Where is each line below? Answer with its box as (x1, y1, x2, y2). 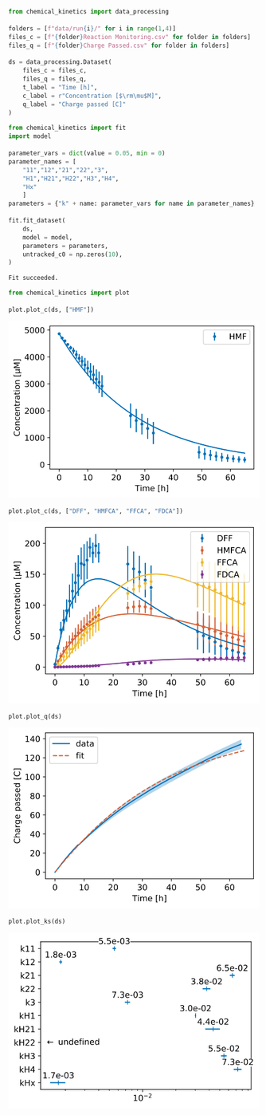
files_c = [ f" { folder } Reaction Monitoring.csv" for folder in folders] (8, 33, 251, 41)
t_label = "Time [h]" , (22, 83, 98, 91)
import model (8, 132, 52, 140)
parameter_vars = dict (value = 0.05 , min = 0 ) (8, 149, 166, 157)
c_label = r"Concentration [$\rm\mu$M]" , (22, 92, 162, 100)
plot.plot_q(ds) (8, 712, 62, 720)
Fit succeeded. (8, 274, 59, 282)
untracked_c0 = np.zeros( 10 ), (22, 250, 123, 258)
